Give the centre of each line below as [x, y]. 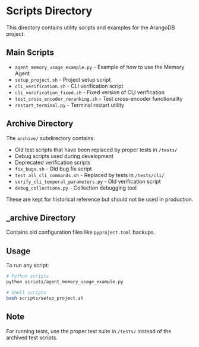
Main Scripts [30, 53]
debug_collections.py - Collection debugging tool [76, 188]
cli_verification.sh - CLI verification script [69, 86]
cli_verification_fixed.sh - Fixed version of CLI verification [90, 92]
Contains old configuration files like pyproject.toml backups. [81, 232]
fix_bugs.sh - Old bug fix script [53, 169]
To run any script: [28, 265]
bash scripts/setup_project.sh [45, 298]
